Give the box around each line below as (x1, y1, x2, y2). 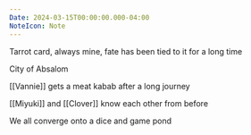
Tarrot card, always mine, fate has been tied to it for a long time (9, 46, 243, 56)
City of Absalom (9, 63, 69, 74)
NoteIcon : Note (9, 21, 66, 30)
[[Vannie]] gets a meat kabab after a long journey (9, 80, 190, 91)
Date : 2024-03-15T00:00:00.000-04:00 (9, 13, 150, 22)
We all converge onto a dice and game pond (9, 115, 172, 126)
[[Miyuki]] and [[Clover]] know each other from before (9, 97, 208, 108)
